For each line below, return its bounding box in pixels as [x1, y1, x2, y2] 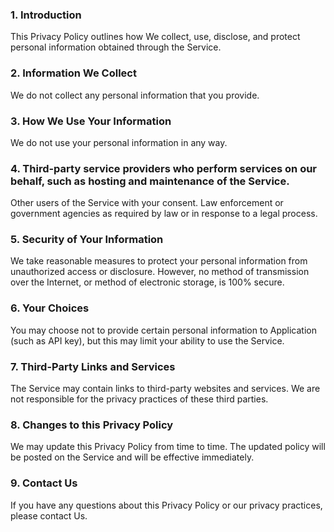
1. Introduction [10, 8, 82, 22]
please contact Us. [10, 509, 88, 522]
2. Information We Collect [10, 66, 137, 80]
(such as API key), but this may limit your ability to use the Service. [10, 334, 285, 347]
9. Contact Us [10, 476, 78, 490]
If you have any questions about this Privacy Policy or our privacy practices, [10, 499, 323, 511]
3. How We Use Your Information [10, 114, 172, 128]
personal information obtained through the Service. [10, 41, 222, 53]
